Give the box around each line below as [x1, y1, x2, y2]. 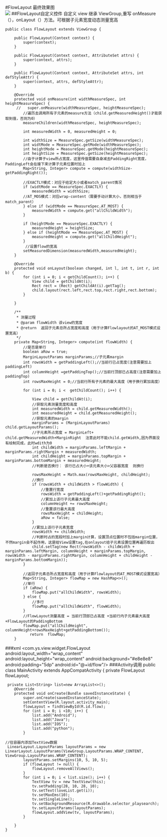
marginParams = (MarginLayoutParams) [31, 420, 111, 425]
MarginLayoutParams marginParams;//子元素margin [23, 355, 124, 360]
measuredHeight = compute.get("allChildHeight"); [31, 234, 137, 239]
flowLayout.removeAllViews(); [31, 766, 95, 771]
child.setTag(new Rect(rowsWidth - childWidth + [31, 544, 135, 549]
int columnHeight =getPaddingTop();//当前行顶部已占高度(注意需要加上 [23, 370, 162, 375]
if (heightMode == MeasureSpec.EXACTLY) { [23, 221, 113, 226]
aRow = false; [40, 515, 70, 520]
